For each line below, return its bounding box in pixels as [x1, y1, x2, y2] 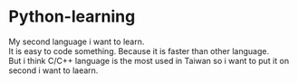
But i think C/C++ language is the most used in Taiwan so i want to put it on [8, 55, 290, 66]
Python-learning [8, 6, 136, 27]
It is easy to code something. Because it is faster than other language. [8, 45, 270, 56]
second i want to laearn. [8, 65, 99, 76]
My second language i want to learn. [8, 36, 145, 47]
